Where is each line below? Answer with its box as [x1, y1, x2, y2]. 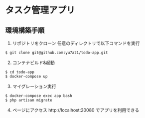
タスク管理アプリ [5, 4, 76, 16]
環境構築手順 [5, 26, 45, 34]
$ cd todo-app [5, 69, 35, 74]
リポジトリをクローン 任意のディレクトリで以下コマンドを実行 [12, 40, 141, 46]
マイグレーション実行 [12, 83, 56, 89]
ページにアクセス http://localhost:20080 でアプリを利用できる [12, 107, 140, 113]
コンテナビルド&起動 [12, 59, 55, 65]
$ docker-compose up [5, 74, 48, 79]
